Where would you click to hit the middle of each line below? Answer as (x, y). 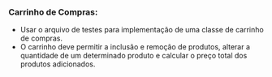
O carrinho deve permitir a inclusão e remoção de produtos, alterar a (135, 47)
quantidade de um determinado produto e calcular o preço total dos (134, 56)
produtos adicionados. (58, 64)
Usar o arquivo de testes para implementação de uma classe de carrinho (142, 30)
